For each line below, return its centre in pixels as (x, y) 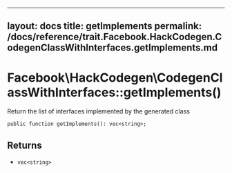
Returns (25, 145)
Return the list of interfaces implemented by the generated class (98, 111)
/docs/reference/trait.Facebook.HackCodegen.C (115, 37)
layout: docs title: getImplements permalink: (105, 26)
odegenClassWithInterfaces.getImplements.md (113, 48)
